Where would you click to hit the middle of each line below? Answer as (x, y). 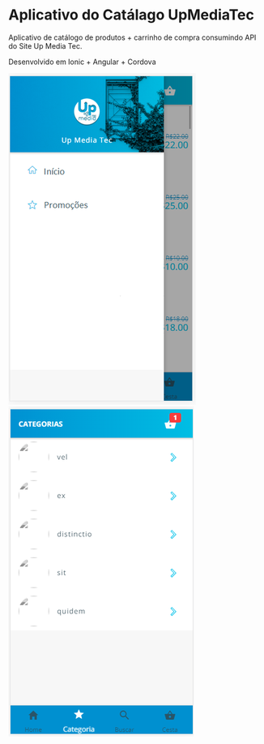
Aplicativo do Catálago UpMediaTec (132, 15)
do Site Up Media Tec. (45, 45)
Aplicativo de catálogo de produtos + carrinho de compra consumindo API (132, 37)
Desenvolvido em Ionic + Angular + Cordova (82, 62)
